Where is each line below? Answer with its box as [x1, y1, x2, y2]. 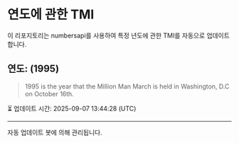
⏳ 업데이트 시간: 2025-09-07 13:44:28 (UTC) [7, 104, 137, 113]
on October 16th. [24, 89, 75, 98]
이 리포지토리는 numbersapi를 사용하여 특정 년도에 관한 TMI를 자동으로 [7, 31, 206, 40]
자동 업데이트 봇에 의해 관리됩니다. [7, 128, 102, 137]
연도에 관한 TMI [7, 6, 95, 23]
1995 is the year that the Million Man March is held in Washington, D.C [24, 82, 230, 91]
